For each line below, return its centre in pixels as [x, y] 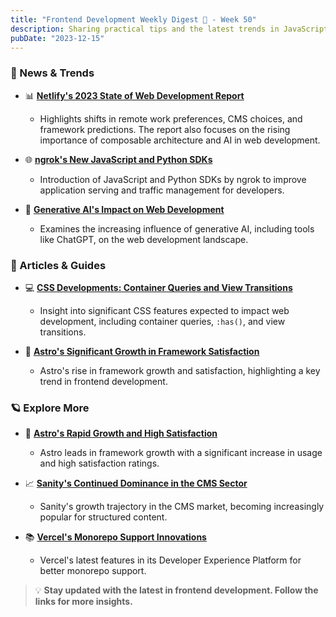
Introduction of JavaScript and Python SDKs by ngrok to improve [173, 179]
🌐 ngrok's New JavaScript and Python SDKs [118, 159]
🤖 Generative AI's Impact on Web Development [124, 209]
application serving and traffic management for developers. [162, 190]
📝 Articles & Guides [58, 265]
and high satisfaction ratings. [99, 463]
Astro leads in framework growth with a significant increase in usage [181, 453]
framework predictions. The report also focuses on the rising [165, 129]
